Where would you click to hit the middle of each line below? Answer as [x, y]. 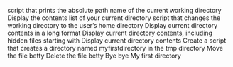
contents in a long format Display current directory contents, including [110, 33]
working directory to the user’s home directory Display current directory [113, 25]
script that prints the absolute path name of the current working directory [114, 10]
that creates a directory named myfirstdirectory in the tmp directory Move [115, 48]
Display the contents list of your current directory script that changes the [114, 18]
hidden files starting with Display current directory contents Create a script [117, 41]
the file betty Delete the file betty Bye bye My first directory [94, 56]
